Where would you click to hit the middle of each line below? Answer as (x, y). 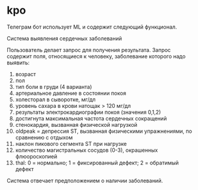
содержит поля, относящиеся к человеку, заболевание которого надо (96, 56)
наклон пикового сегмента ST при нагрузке (71, 144)
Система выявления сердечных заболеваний (65, 38)
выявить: (18, 63)
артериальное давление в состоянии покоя (71, 93)
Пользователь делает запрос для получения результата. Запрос (89, 50)
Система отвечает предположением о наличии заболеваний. (85, 180)
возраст (26, 74)
